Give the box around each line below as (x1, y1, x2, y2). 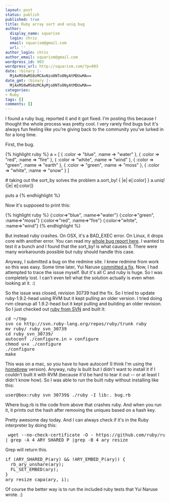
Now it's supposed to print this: (5, 202, 71, 208)
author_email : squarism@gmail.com (5, 54, 78, 60)
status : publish (5, 12, 39, 17)
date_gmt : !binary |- (5, 78, 51, 83)
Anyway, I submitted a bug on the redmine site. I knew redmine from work (5, 259, 159, 265)
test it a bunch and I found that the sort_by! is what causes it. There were (5, 244, 158, 250)
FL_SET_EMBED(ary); (10, 467, 59, 473)
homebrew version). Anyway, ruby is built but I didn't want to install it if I (5, 366, 156, 372)
